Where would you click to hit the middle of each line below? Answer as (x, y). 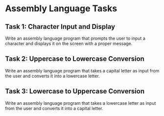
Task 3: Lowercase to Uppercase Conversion (75, 91)
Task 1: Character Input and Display (60, 27)
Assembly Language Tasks (61, 9)
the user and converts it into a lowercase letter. (52, 76)
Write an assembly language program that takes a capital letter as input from (82, 70)
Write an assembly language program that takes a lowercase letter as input (81, 103)
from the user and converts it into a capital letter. (54, 108)
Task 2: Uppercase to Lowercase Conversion (75, 59)
